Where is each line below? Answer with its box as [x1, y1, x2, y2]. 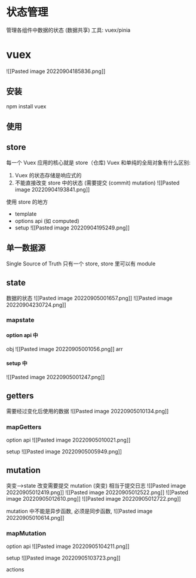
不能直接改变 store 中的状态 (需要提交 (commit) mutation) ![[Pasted [14, 179, 180, 186]
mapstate [6, 316, 35, 324]
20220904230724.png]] [6, 301, 67, 308]
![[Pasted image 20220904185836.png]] [6, 67, 106, 75]
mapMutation [6, 529, 47, 537]
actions [6, 566, 24, 573]
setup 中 [6, 360, 28, 367]
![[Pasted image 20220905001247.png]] [6, 373, 105, 380]
